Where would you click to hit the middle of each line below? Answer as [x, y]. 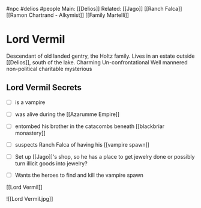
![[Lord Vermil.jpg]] [30, 199]
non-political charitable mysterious [49, 69]
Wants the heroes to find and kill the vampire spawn [79, 175]
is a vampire [30, 102]
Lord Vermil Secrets [44, 87]
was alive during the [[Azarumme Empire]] [67, 114]
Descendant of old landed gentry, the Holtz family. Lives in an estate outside [100, 56]
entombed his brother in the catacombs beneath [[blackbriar [90, 126]
